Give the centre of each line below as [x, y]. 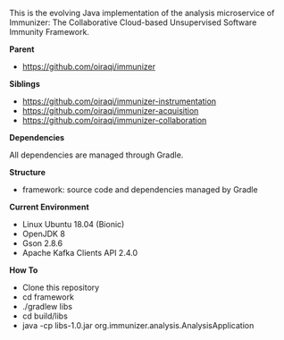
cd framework [48, 297]
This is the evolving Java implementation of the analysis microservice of [142, 13]
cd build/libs [45, 316]
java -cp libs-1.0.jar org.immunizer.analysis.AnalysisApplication [138, 325]
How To [24, 270]
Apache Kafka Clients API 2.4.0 [80, 253]
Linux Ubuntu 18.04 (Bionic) [73, 224]
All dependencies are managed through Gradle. [96, 155]
